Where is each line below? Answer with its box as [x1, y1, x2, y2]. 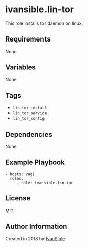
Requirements [5, 35, 51, 44]
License [5, 194, 31, 203]
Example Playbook [5, 158, 65, 167]
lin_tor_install [12, 105, 47, 111]
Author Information [5, 222, 67, 231]
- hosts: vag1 [5, 172, 35, 177]
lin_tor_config [12, 116, 45, 121]
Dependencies [5, 130, 52, 139]
